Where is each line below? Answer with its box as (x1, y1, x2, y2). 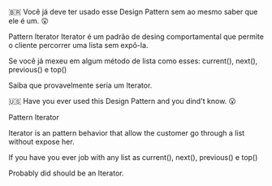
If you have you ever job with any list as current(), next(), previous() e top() (8, 153, 258, 162)
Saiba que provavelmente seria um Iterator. (8, 80, 153, 90)
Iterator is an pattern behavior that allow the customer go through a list (8, 128, 245, 137)
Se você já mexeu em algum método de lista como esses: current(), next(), (8, 56, 258, 66)
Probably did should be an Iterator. (8, 168, 124, 178)
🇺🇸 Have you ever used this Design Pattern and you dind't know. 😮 (8, 97, 237, 106)
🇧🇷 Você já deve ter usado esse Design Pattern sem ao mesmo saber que (8, 7, 258, 16)
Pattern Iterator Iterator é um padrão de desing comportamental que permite (8, 32, 264, 41)
